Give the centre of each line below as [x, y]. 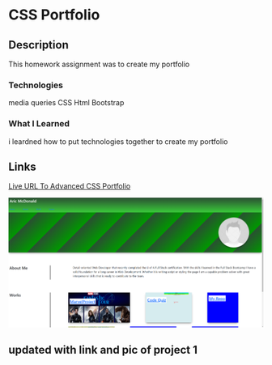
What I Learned [39, 124]
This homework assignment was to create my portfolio [99, 64]
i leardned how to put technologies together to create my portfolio [118, 141]
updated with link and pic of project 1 [103, 350]
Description [38, 45]
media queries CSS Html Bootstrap [66, 103]
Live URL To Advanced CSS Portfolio [70, 186]
